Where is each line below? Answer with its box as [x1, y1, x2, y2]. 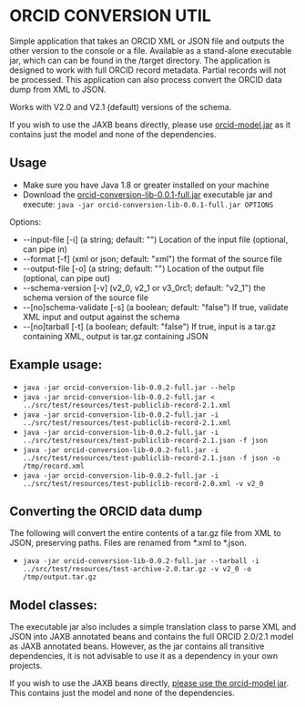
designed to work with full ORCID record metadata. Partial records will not [9, 65, 287, 76]
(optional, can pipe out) [22, 272, 111, 283]
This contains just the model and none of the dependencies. [9, 688, 235, 699]
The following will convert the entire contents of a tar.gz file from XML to [9, 528, 282, 539]
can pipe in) [22, 243, 68, 255]
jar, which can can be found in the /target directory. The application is [9, 55, 270, 66]
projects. [9, 661, 43, 672]
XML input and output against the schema [22, 311, 180, 322]
